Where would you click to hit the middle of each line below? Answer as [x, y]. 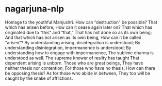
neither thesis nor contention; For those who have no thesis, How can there [80, 68]
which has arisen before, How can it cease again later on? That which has [79, 27]
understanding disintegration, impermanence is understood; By [68, 48]
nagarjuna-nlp [34, 9]
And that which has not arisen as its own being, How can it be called [73, 37]
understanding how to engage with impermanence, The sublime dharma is [79, 53]
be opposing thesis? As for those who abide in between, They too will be [78, 73]
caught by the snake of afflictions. [39, 78]
